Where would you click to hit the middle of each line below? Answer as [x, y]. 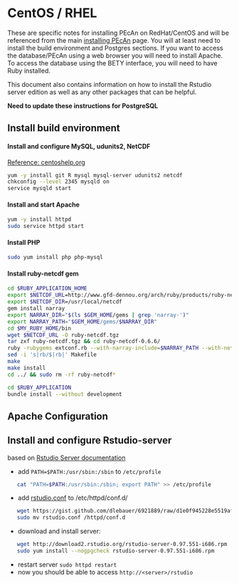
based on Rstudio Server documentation [67, 458]
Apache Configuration [58, 416]
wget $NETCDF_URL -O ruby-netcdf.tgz [63, 335]
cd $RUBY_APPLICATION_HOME [47, 289]
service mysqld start [39, 189]
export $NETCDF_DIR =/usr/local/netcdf [65, 302]
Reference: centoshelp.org [46, 162]
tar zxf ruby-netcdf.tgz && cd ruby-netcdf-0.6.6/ [84, 342]
